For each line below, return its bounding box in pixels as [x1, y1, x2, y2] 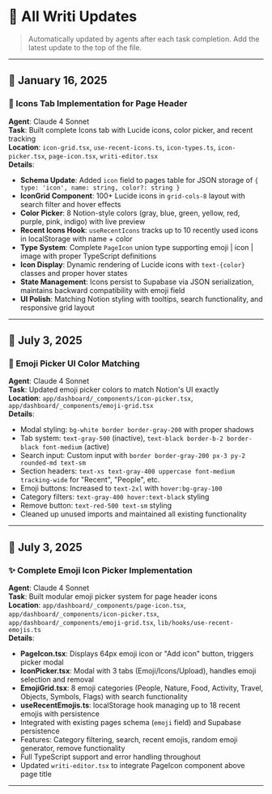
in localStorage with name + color [19, 234, 133, 244]
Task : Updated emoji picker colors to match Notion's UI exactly [8, 384, 219, 395]
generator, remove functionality [19, 744, 125, 753]
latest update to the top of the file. [28, 42, 142, 52]
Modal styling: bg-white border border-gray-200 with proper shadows [19, 425, 254, 435]
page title [19, 769, 53, 779]
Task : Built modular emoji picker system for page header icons [8, 592, 218, 601]
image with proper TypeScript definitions [19, 251, 157, 261]
